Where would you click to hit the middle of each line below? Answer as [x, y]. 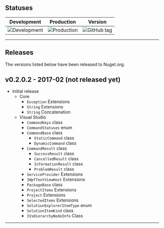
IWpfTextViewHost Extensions [56, 180]
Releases [19, 52]
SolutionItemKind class [50, 211]
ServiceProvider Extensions [55, 174]
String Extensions [45, 107]
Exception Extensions [48, 102]
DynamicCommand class [55, 143]
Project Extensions [46, 195]
